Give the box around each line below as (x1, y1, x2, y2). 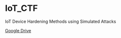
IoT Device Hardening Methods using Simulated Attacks (5, 19, 116, 24)
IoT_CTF (5, 3, 38, 14)
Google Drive (5, 28, 31, 33)
